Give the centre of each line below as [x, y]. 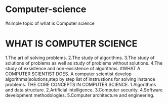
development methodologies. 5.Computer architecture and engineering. [80, 95]
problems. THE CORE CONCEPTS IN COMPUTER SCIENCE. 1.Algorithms [81, 84]
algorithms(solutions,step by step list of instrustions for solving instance [80, 79]
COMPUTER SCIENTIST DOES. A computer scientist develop [68, 74]
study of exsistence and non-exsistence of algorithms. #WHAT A [73, 68]
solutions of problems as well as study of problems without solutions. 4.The [84, 63]
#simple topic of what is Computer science [50, 23]
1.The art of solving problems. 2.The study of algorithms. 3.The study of [80, 58]
